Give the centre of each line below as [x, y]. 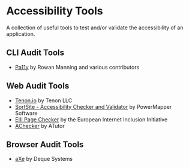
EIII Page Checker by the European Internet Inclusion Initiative [91, 119]
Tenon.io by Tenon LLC [43, 100]
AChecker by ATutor [40, 126]
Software [26, 113]
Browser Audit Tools [45, 144]
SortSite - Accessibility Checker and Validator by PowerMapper [93, 106]
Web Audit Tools [38, 86]
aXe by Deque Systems [44, 159]
